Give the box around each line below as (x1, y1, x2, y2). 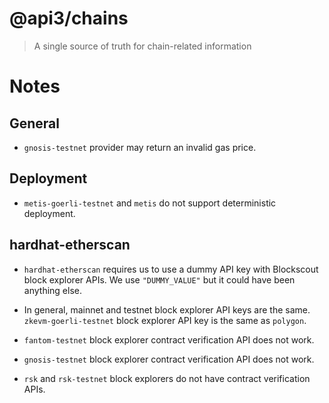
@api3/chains (9, 7, 129, 30)
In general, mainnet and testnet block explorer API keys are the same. (23, 303, 311, 316)
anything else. (23, 284, 82, 296)
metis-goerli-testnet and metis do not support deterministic (23, 197, 277, 209)
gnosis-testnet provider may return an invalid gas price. (23, 141, 257, 153)
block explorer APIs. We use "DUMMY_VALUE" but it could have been (23, 273, 296, 286)
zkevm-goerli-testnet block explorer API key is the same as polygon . (23, 314, 307, 326)
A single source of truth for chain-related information (33, 40, 252, 52)
